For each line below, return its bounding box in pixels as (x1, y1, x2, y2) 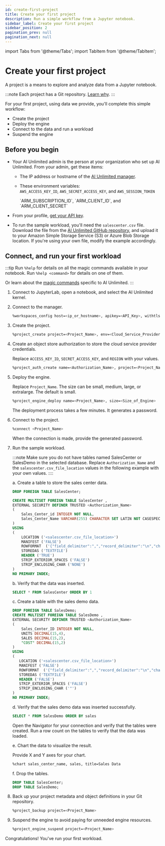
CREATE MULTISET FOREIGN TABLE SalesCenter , (12, 498, 107, 503)
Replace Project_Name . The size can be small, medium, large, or (12, 384, 141, 390)
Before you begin (5, 146, 59, 154)
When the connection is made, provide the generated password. (12, 435, 143, 441)
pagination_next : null (5, 35, 52, 40)
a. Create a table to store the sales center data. (12, 480, 108, 486)
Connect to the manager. (12, 304, 63, 310)
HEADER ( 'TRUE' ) (21, 553, 55, 558)
